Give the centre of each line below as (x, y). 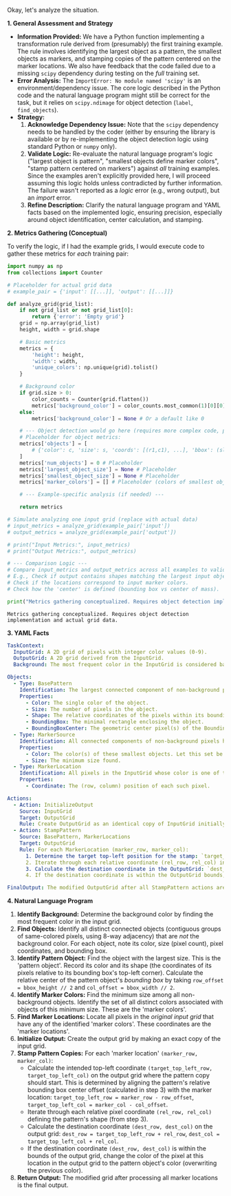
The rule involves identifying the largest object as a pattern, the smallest (119, 51)
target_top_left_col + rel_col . (73, 1141)
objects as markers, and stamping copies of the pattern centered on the (119, 59)
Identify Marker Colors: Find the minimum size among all (98, 995)
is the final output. (43, 1185)
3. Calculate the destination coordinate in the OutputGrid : (115, 869)
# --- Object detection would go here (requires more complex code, (120, 431)
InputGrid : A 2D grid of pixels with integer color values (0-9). (110, 652)
